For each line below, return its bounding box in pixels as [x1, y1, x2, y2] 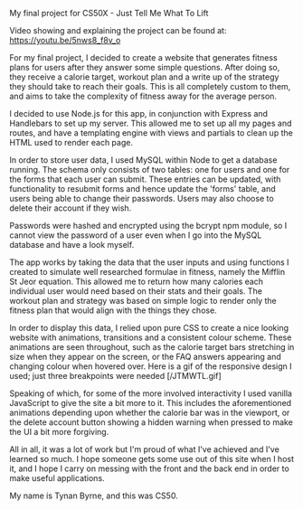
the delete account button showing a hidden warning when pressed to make [9, 417, 294, 428]
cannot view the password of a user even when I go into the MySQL [9, 230, 262, 241]
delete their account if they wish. [9, 203, 132, 213]
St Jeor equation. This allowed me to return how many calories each [9, 276, 264, 287]
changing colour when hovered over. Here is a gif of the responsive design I [9, 361, 292, 372]
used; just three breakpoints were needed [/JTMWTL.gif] [9, 371, 222, 381]
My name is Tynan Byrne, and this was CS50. [9, 490, 178, 501]
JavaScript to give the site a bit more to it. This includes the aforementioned [9, 398, 292, 408]
